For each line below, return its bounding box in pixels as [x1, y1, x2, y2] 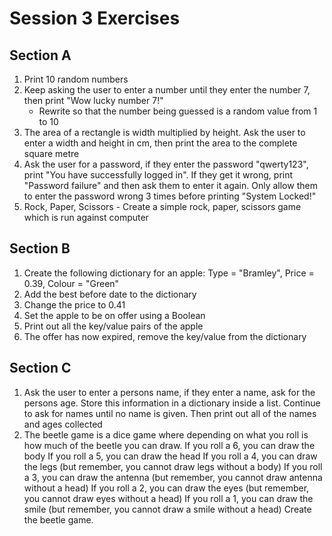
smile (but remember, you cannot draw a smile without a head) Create [23, 503, 312, 515]
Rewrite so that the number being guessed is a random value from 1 [38, 105, 318, 117]
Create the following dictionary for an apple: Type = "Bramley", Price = [23, 267, 315, 279]
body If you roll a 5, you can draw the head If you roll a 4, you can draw [23, 450, 318, 462]
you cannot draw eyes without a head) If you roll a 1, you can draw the [23, 492, 314, 504]
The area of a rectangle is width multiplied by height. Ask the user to [23, 127, 306, 138]
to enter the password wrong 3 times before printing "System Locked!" [23, 190, 317, 202]
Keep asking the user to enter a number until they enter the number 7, [23, 84, 311, 96]
